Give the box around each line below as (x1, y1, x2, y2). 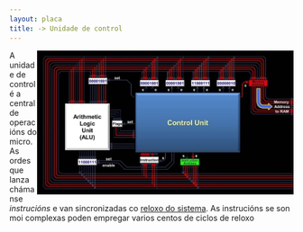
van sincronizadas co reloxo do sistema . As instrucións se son (59, 202, 290, 213)
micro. (9, 136, 33, 147)
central (9, 97, 36, 108)
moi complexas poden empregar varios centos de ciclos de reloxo (9, 212, 255, 223)
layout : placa (9, 14, 63, 23)
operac (9, 117, 36, 128)
